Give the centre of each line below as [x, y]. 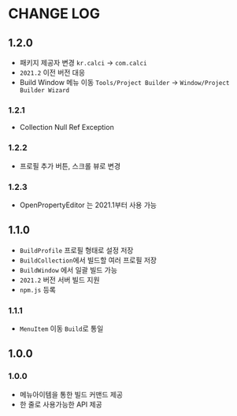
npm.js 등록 [38, 289]
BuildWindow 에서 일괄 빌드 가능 [69, 269]
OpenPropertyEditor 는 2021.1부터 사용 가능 [88, 205]
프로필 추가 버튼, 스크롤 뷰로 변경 [70, 165]
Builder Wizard [44, 91]
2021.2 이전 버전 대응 [52, 72]
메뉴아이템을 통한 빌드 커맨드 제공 [71, 394]
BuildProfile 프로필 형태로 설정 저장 [76, 250]
